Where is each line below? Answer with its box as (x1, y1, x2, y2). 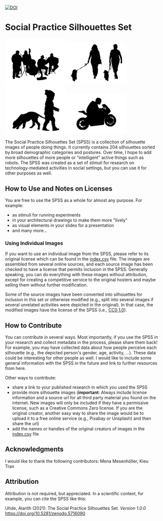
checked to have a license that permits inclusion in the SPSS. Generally (5, 266, 148, 272)
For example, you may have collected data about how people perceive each (5, 345, 157, 350)
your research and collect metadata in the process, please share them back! (5, 340, 158, 346)
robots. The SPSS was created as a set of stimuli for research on (5, 160, 135, 166)
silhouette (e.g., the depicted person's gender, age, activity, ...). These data (5, 350, 156, 356)
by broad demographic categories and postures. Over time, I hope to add (5, 150, 152, 155)
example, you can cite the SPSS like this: (5, 496, 87, 501)
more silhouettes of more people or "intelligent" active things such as (5, 154, 144, 161)
